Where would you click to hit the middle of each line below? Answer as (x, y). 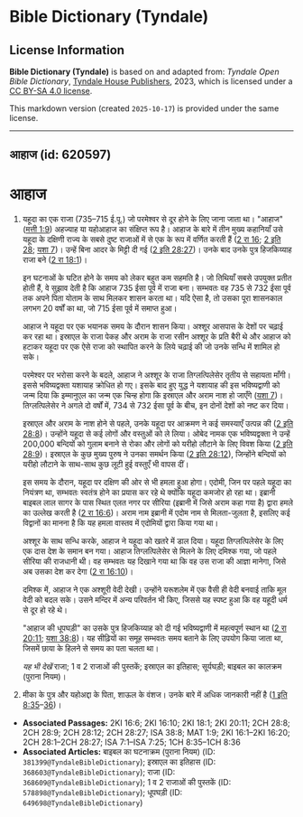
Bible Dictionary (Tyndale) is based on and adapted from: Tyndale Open (144, 71)
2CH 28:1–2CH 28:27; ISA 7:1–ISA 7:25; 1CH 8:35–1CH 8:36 (131, 742)
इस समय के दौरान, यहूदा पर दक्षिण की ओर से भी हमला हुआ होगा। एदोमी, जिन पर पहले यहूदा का (156, 483)
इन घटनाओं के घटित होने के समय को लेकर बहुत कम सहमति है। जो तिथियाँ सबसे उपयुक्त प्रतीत (157, 278)
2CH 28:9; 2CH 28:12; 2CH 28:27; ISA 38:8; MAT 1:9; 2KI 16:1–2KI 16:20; (156, 733)
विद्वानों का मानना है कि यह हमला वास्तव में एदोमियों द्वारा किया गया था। (120, 523)
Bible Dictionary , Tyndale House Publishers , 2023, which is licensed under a (151, 81)
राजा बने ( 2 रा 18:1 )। (55, 260)
